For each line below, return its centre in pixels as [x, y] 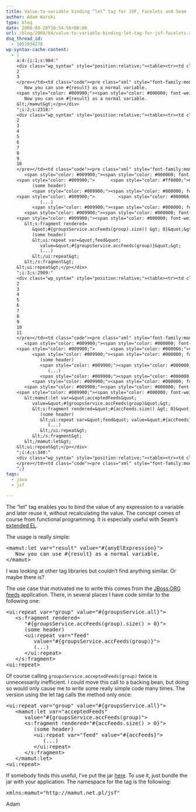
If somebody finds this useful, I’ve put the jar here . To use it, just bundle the [97, 775]
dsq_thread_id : [24, 39]
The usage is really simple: [38, 537]
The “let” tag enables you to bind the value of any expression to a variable [95, 506]
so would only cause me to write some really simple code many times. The [96, 688]
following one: [23, 601]
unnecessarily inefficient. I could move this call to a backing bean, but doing [97, 682]
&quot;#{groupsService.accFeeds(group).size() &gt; [96, 229]
